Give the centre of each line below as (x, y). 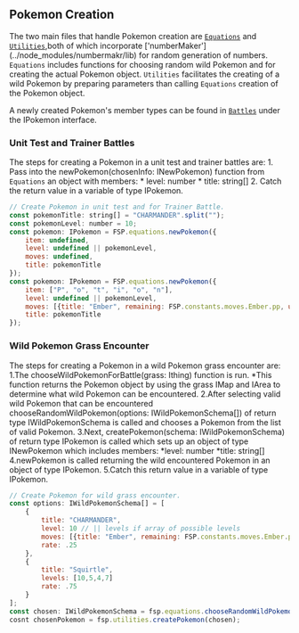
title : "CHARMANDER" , (81, 521)
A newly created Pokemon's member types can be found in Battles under (145, 110)
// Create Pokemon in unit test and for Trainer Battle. (117, 207)
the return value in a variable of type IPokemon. (97, 191)
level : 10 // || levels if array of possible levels (141, 529)
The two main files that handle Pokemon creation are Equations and (133, 36)
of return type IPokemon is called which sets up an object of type (129, 441)
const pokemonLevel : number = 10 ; (73, 223)
